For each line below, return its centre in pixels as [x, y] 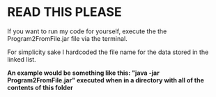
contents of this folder [40, 87]
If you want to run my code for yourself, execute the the [87, 31]
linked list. [22, 59]
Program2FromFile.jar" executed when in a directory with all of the [106, 80]
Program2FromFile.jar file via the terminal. [67, 38]
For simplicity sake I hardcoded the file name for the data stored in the [108, 52]
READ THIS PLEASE [64, 12]
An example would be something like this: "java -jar [84, 73]
